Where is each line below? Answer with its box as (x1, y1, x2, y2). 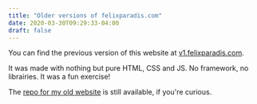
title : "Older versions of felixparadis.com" (8, 11, 162, 20)
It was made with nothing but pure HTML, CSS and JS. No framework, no (8, 64, 249, 73)
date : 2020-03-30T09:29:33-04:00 (8, 19, 120, 27)
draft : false (8, 26, 52, 34)
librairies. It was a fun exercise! (8, 72, 111, 82)
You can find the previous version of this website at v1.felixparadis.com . (8, 48, 245, 58)
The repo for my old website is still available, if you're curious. (8, 87, 212, 97)
